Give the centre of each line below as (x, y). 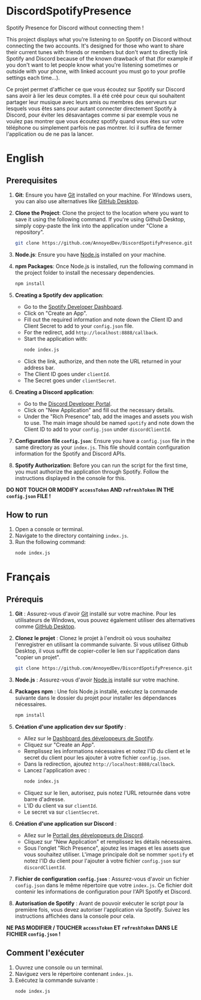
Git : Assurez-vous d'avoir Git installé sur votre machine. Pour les (95, 614)
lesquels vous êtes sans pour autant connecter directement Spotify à (91, 108)
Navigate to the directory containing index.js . (72, 535)
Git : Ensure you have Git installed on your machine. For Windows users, (103, 195)
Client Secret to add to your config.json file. (79, 326)
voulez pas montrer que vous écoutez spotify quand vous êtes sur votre (95, 121)
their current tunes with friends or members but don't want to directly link (97, 52)
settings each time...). (33, 78)
